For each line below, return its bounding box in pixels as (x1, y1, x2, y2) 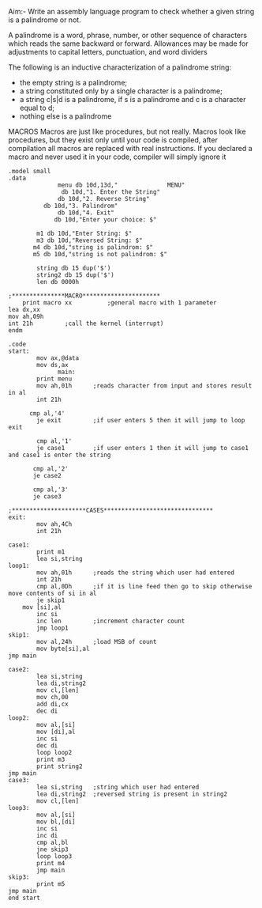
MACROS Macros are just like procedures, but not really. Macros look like (8, 127, 246, 136)
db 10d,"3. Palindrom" (43, 202, 118, 210)
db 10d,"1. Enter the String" (61, 188, 160, 196)
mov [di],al (36, 728, 77, 736)
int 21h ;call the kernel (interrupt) (8, 320, 164, 327)
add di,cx (36, 700, 69, 708)
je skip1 (36, 596, 65, 604)
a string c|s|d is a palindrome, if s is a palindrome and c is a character (19, 95, 246, 104)
